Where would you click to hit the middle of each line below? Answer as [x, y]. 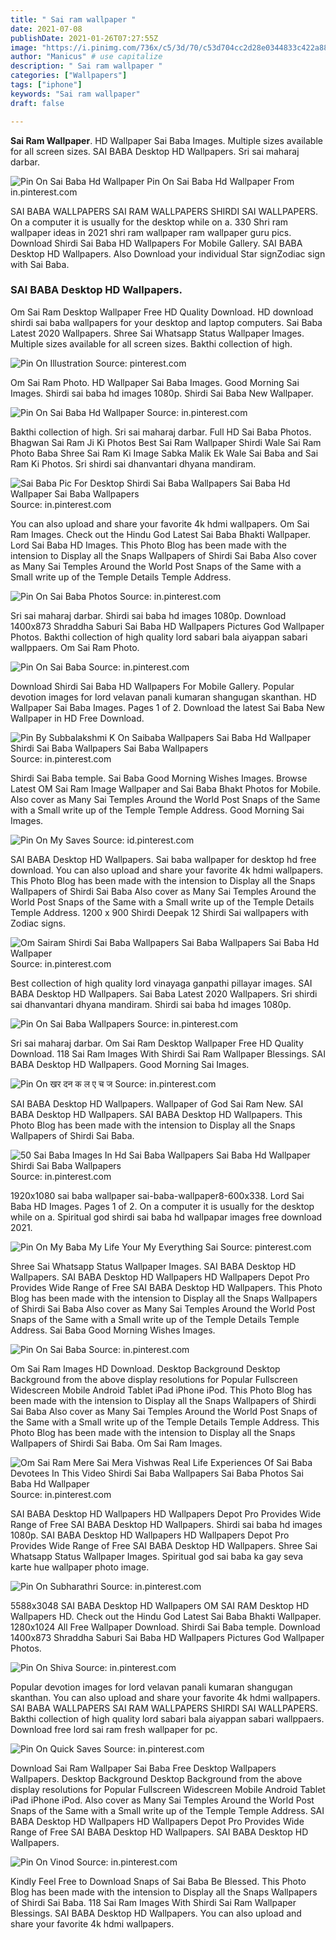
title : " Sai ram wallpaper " [73, 19]
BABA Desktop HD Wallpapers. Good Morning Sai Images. [130, 1064]
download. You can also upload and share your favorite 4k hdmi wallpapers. [167, 870]
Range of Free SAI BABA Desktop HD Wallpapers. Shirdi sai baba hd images [166, 1524]
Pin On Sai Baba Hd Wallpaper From [220, 181]
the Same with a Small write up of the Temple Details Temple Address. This [165, 1422]
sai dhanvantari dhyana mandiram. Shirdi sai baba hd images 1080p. [151, 1004]
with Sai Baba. [40, 264]
